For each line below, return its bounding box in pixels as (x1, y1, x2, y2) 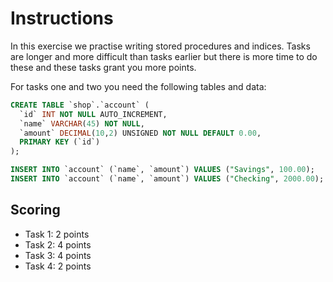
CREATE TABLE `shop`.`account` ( (10, 100, 150, 110)
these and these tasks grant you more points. (10, 61, 197, 73)
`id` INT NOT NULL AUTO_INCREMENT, (19, 109, 168, 119)
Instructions (10, 7, 114, 30)
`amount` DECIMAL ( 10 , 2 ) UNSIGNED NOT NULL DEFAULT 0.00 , (19, 128, 262, 138)
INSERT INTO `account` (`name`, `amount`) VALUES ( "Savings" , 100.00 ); (10, 165, 315, 175)
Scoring (10, 202, 61, 219)
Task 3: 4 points (24, 249, 92, 261)
